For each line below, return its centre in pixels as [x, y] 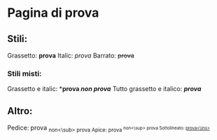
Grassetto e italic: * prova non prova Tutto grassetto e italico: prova [104, 89]
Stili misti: [24, 73]
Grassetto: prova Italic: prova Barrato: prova [71, 55]
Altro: [20, 111]
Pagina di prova [53, 13]
